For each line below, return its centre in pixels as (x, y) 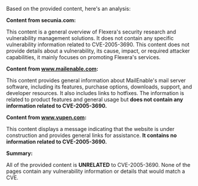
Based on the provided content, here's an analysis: (69, 9)
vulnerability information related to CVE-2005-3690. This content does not (98, 45)
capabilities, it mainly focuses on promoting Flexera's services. (83, 57)
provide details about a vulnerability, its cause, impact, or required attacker (98, 51)
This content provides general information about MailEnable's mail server (96, 80)
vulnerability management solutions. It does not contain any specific (90, 38)
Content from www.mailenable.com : (52, 69)
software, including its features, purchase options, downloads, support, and (99, 87)
